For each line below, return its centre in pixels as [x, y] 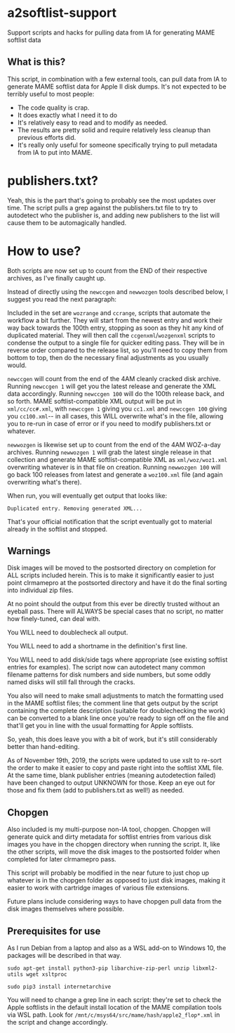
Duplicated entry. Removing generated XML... [75, 508]
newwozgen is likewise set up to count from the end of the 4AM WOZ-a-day [114, 444]
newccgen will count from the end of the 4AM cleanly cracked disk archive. [114, 378]
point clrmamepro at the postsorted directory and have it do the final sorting [117, 583]
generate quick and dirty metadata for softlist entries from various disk [109, 837]
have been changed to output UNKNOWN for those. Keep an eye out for [111, 783]
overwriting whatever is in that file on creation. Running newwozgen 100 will [114, 467]
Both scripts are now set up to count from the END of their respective [107, 270]
